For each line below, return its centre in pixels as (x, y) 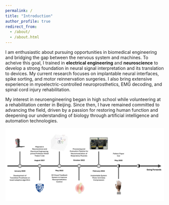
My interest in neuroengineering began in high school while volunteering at (83, 99)
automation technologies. (32, 121)
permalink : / (19, 11)
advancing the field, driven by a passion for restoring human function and (82, 110)
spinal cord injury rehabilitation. (38, 90)
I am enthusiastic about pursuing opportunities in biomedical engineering (81, 52)
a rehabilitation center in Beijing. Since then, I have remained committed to (82, 105)
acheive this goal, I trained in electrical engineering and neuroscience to (82, 63)
